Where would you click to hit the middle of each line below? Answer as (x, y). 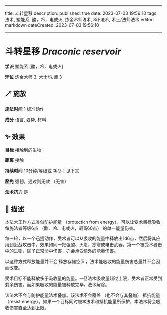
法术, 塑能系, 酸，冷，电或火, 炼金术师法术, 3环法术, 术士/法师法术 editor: (80, 20)
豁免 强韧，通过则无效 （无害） (37, 181)
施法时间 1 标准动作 (25, 109)
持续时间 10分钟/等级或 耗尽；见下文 (42, 171)
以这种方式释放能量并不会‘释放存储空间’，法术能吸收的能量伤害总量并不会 (80, 262)
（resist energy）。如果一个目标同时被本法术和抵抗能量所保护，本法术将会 (81, 302)
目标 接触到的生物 (23, 150)
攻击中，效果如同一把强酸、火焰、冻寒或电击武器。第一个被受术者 (90, 245)
